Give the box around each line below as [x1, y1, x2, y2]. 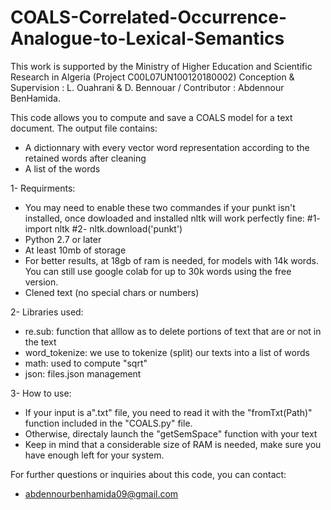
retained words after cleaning [24, 152, 147, 164]
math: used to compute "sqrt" [24, 357, 148, 369]
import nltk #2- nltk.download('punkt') [24, 222, 183, 235]
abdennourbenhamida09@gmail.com [24, 487, 179, 500]
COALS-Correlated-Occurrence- [10, 6, 288, 29]
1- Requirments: [10, 182, 76, 194]
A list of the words [24, 162, 101, 175]
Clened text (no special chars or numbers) [24, 286, 200, 298]
